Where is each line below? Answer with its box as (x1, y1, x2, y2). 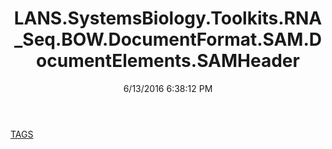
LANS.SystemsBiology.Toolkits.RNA (13, 7, 323, 30)
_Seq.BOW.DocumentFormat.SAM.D (13, 28, 323, 51)
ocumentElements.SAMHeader (36, 50, 300, 72)
